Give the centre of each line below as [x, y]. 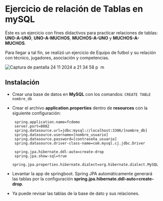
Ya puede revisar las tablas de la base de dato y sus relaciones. [76, 193]
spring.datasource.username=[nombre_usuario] [61, 135]
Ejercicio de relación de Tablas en [74, 9]
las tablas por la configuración [42, 179]
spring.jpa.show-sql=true [41, 156]
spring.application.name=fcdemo [47, 122]
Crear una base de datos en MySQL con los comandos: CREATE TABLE [81, 94]
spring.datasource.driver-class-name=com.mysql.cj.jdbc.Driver [80, 143]
